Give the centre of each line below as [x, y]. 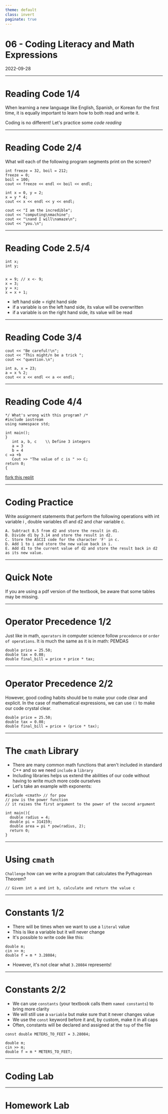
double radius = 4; [30, 817]
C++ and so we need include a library [53, 770]
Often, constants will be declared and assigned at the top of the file [82, 1025]
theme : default [21, 10]
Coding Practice [39, 502]
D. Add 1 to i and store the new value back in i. [59, 544]
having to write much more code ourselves [56, 781]
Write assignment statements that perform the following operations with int [82, 516]
